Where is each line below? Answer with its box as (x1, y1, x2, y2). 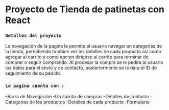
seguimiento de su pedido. (5, 70, 61, 76)
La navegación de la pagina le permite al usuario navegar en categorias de (5, 43, 162, 49)
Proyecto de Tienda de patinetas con (5, 4, 164, 15)
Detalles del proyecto (5, 33, 62, 39)
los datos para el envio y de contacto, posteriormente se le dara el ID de (5, 65, 157, 71)
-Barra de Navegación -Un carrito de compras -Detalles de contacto (5, 93, 149, 99)
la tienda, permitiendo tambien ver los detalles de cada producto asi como (5, 49, 162, 55)
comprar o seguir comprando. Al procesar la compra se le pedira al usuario (5, 59, 163, 65)
